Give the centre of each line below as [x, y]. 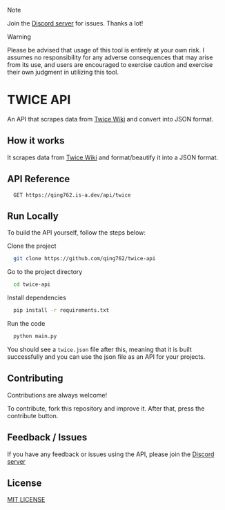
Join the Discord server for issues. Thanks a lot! [75, 23]
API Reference [39, 179]
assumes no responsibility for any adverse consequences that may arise [110, 57]
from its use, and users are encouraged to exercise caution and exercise [110, 65]
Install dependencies [37, 298]
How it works [36, 141]
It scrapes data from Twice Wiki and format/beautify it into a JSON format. [113, 157]
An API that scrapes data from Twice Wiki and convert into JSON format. [110, 119]
